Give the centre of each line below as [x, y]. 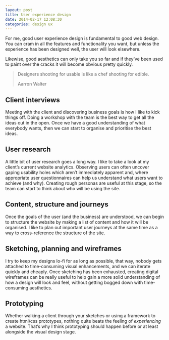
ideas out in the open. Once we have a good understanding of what [75, 123]
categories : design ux [29, 24]
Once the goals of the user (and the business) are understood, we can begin [85, 217]
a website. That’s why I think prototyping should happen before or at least [82, 326]
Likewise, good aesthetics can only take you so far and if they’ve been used [84, 59]
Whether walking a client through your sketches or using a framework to [80, 316]
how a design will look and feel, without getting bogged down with [74, 282]
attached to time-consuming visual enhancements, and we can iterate [78, 266]
